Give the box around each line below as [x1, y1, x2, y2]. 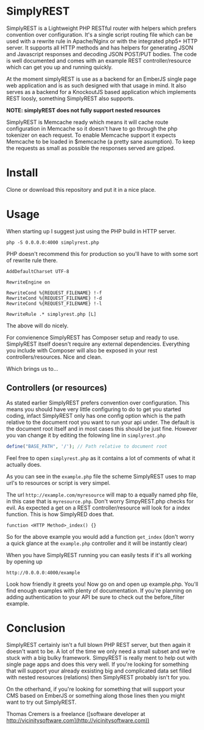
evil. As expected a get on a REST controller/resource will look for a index [6, 504, 191, 511]
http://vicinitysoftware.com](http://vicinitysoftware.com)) [6, 717, 150, 725]
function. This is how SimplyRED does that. [6, 510, 114, 517]
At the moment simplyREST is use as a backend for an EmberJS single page [6, 75, 197, 82]
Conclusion [6, 621, 66, 635]
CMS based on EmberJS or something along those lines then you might [6, 692, 185, 699]
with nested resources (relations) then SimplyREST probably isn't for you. [6, 674, 191, 681]
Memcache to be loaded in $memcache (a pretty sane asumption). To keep [6, 137, 195, 145]
